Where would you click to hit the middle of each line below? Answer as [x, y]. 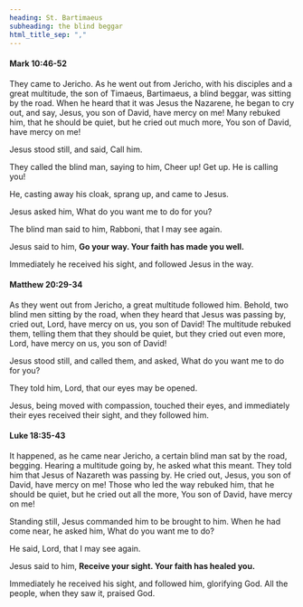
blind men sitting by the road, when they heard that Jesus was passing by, [148, 314]
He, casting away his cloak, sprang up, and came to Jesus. [119, 194]
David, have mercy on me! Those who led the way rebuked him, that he [142, 484]
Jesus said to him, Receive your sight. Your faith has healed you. [133, 565]
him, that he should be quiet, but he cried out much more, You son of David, [151, 122]
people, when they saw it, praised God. [82, 593]
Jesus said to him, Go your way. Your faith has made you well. [127, 246]
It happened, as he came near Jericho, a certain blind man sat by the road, [148, 455]
